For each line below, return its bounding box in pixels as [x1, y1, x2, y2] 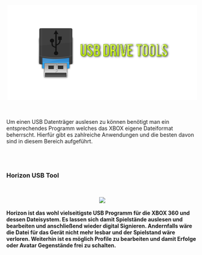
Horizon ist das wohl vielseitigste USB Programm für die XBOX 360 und [6, 209, 190, 217]
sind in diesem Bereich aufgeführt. [6, 138, 93, 145]
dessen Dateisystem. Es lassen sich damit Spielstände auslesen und [6, 216, 183, 223]
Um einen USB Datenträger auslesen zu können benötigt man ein [6, 118, 169, 125]
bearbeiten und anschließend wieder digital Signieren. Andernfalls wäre [6, 222, 193, 230]
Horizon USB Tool [6, 171, 60, 179]
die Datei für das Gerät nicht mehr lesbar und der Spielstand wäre [6, 229, 175, 236]
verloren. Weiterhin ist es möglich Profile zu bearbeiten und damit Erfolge [6, 235, 197, 243]
